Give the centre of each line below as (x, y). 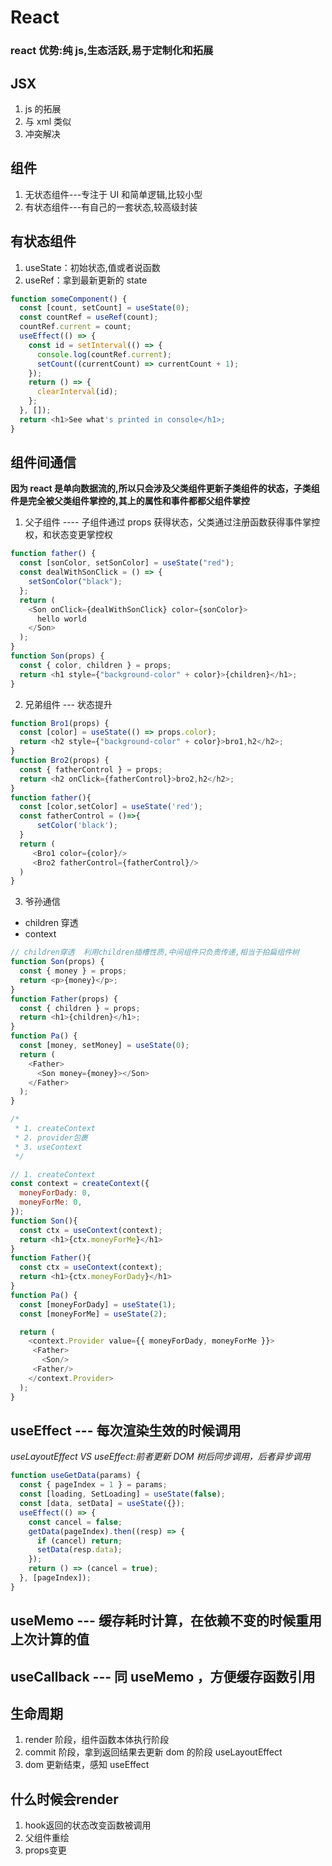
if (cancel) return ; (79, 1541)
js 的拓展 (43, 108)
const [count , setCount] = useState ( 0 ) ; (104, 308)
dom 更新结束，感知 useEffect (87, 1765)
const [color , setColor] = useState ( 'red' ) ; (111, 807)
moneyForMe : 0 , (51, 1202)
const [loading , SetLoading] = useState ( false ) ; (122, 1494)
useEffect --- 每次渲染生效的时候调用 (126, 1430)
